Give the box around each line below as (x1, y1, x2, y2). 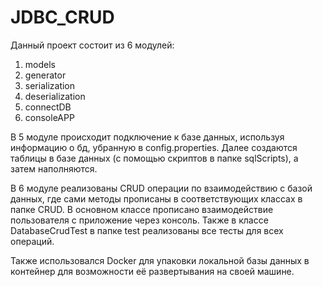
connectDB (24, 101, 72, 113)
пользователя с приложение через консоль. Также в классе (10, 214, 269, 226)
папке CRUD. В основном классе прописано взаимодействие (10, 203, 274, 215)
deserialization (24, 90, 86, 102)
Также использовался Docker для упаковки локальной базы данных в (10, 254, 310, 266)
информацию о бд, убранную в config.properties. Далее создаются (10, 141, 298, 153)
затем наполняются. (10, 162, 98, 175)
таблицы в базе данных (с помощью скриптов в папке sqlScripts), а (10, 152, 299, 164)
